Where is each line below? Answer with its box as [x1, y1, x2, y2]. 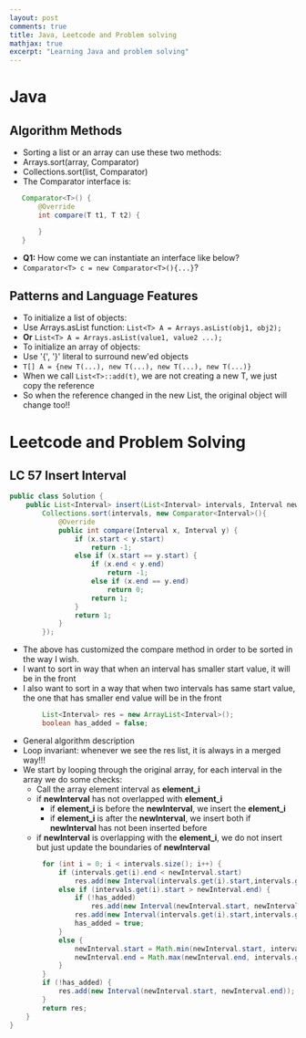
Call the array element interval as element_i [36, 784, 200, 794]
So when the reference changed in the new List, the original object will [22, 389, 288, 401]
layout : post [9, 13, 59, 23]
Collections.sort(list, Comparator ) [22, 166, 148, 178]
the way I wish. [22, 654, 79, 665]
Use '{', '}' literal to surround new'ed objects [22, 351, 189, 362]
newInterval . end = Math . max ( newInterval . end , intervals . [74, 952, 296, 962]
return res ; [42, 1003, 88, 1012]
